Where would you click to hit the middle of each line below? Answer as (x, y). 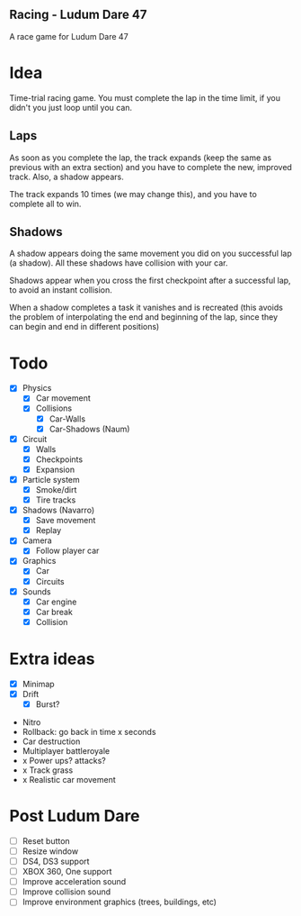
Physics (37, 388)
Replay (49, 531)
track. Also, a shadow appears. (66, 177)
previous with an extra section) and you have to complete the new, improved (150, 167)
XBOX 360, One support (67, 872)
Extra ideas (52, 659)
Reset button (46, 840)
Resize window (50, 851)
